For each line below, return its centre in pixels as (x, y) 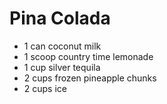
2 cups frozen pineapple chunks (90, 78)
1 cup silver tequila (62, 67)
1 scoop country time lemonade (88, 56)
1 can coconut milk (62, 46)
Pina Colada (60, 18)
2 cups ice (45, 88)
